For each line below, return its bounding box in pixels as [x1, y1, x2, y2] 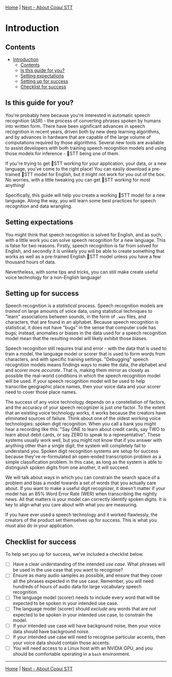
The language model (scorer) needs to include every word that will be [12, 594, 160, 600]
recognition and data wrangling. [5, 203, 73, 209]
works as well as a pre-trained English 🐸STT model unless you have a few [5, 253, 161, 259]
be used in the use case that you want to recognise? [12, 567, 123, 573]
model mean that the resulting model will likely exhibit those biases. [5, 335, 147, 342]
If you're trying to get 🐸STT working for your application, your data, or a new [5, 160, 167, 166]
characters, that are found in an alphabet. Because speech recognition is [5, 319, 159, 325]
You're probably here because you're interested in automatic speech [5, 112, 150, 118]
